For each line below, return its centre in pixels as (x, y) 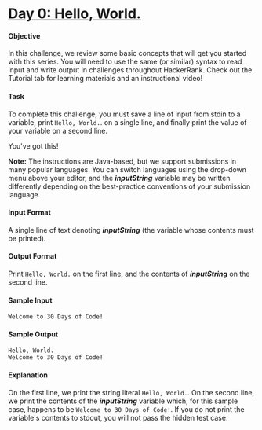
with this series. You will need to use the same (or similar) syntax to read (125, 62)
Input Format (29, 212)
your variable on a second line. (58, 130)
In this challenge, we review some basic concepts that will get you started (127, 53)
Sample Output (33, 334)
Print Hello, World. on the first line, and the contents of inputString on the (129, 274)
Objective (24, 35)
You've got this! (33, 145)
